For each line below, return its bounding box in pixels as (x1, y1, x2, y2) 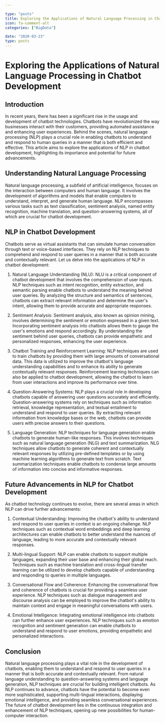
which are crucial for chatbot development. (5, 213, 92, 219)
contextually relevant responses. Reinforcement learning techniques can (12, 369, 159, 375)
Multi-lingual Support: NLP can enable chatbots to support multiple (12, 551, 148, 557)
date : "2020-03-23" (5, 34, 45, 39)
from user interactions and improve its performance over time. (12, 379, 138, 385)
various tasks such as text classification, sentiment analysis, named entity (5, 203, 155, 209)
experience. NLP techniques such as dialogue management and (12, 592, 142, 598)
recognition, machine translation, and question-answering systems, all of (5, 208, 153, 214)
